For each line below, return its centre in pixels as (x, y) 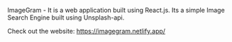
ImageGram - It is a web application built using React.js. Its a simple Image (116, 10)
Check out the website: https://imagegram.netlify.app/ (86, 31)
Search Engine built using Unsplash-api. (66, 17)
